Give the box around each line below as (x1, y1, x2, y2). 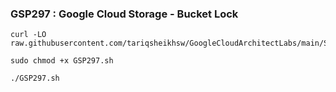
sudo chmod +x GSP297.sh (10, 56, 114, 66)
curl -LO (10, 30, 47, 40)
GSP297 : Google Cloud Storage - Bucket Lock (10, 7, 239, 21)
